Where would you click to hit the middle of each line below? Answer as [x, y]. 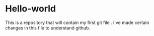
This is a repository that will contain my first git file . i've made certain [77, 22]
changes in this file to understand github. [48, 27]
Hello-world [31, 9]
